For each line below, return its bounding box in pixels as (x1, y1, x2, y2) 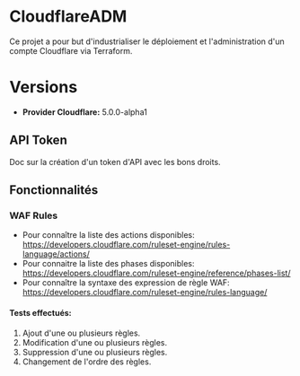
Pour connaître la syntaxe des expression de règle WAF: (22, 277, 231, 288)
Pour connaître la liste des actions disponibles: (22, 230, 195, 240)
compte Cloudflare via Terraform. (9, 45, 133, 56)
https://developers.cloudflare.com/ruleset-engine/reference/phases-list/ (22, 267, 291, 279)
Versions (9, 77, 78, 98)
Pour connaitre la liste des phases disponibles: (22, 258, 195, 269)
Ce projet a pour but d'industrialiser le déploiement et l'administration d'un (9, 36, 285, 47)
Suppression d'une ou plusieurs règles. (22, 346, 168, 357)
